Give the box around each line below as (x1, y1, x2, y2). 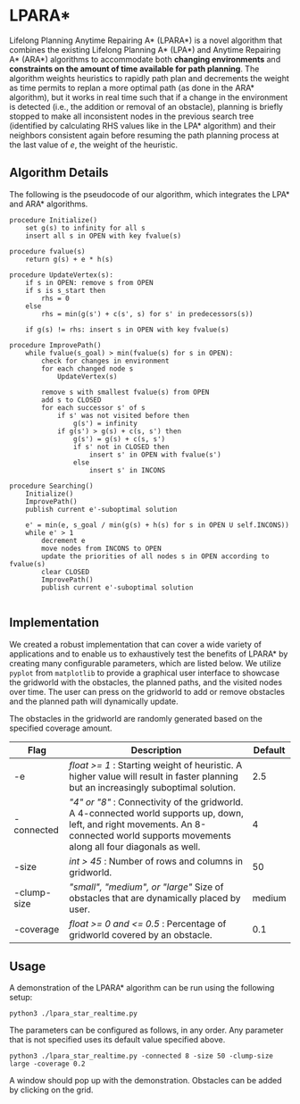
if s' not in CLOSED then (72, 442, 170, 451)
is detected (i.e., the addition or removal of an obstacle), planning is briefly (9, 101, 284, 112)
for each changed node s (41, 364, 134, 373)
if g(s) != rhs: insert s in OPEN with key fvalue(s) (25, 325, 229, 334)
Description (130, 743, 182, 756)
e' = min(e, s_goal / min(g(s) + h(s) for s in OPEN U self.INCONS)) (25, 520, 290, 530)
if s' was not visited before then (56, 411, 190, 420)
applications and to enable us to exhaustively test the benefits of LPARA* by (9, 648, 288, 659)
